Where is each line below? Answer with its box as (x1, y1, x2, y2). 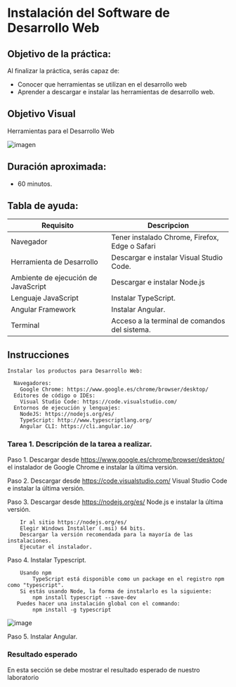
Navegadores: (13, 380, 52, 387)
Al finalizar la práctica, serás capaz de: (7, 67, 120, 75)
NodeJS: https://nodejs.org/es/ (20, 410, 114, 418)
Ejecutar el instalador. (20, 543, 93, 550)
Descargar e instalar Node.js (111, 277, 205, 287)
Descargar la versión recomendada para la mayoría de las (20, 531, 193, 538)
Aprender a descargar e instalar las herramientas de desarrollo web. (17, 88, 216, 96)
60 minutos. (17, 179, 53, 188)
